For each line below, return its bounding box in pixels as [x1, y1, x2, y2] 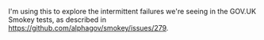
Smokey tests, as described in [8, 15, 107, 24]
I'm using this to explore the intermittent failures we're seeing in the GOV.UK [8, 7, 256, 16]
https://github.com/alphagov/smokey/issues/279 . [8, 24, 169, 32]
